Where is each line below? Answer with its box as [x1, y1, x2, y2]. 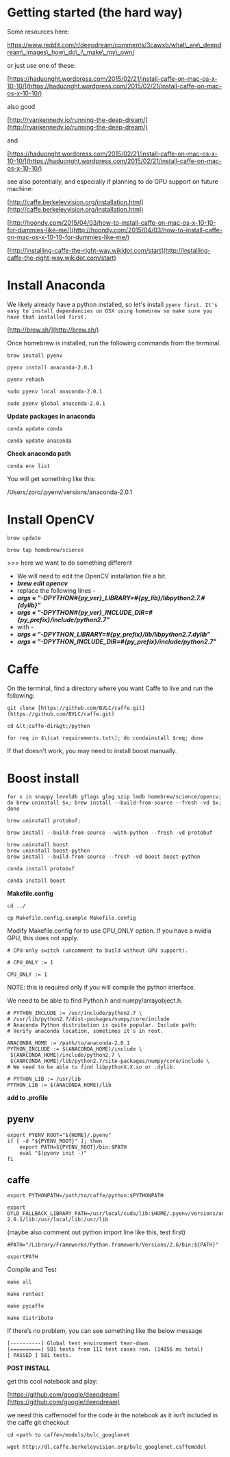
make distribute [7, 1314, 53, 1322]
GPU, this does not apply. [7, 933, 79, 942]
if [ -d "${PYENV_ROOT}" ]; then [7, 1138, 103, 1144]
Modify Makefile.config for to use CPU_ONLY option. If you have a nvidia [7, 927, 212, 935]
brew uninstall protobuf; [7, 817, 81, 824]
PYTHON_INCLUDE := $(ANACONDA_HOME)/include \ [7, 1045, 142, 1053]
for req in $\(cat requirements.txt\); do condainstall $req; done [7, 735, 204, 742]
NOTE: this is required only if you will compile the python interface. [7, 983, 196, 991]
